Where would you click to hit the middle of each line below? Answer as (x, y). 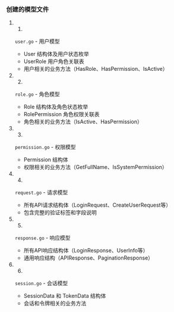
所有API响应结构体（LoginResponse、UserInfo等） (86, 251)
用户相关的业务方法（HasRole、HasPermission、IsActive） (96, 69)
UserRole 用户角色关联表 (54, 61)
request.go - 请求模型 (41, 192)
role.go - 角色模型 (37, 94)
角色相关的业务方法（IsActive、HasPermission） (83, 122)
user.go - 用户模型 (37, 41)
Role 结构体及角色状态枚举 (56, 107)
